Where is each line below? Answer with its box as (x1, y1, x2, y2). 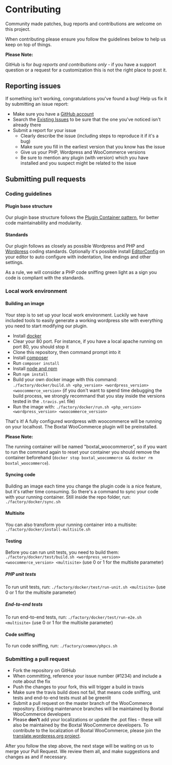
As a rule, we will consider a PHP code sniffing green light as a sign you (5, 269, 157, 275)
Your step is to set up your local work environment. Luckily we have (5, 312, 148, 318)
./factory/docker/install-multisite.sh (5, 527, 91, 532)
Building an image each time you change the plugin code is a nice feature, (5, 483, 162, 489)
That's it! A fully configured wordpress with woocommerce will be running (5, 418, 162, 424)
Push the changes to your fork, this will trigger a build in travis (12, 683, 144, 689)
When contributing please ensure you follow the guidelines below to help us (5, 36, 166, 42)
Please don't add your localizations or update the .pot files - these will (12, 716, 162, 722)
